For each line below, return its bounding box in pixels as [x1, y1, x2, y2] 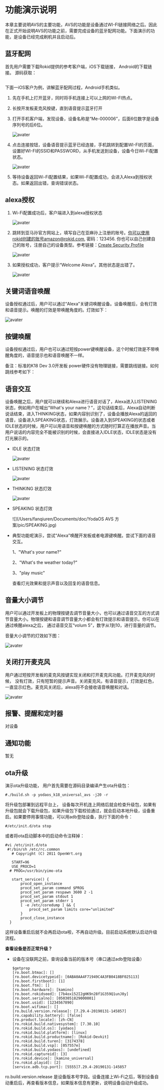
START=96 [11, 860, 29, 865]
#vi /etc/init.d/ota [5, 843, 47, 848]
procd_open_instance [20, 881, 63, 887]
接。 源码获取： [5, 70, 37, 76]
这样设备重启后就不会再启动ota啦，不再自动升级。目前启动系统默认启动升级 [5, 929, 158, 935]
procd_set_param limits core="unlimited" [29, 907, 115, 912]
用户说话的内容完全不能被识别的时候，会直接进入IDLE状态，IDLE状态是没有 [5, 430, 157, 435]
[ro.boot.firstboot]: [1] [12, 979, 65, 984]
